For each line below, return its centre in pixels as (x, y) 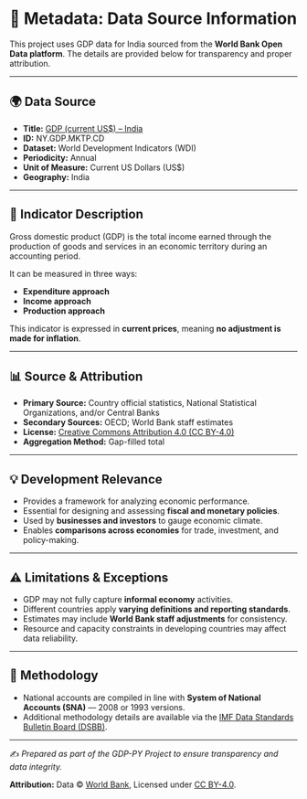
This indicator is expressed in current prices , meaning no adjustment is (145, 328)
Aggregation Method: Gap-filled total (94, 442)
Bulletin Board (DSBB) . (65, 727)
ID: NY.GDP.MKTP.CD (64, 138)
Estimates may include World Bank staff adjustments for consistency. (155, 619)
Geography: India (56, 176)
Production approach (64, 311)
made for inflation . (45, 338)
